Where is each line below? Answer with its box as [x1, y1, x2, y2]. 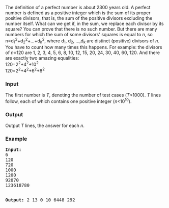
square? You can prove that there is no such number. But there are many [5, 26, 157, 32]
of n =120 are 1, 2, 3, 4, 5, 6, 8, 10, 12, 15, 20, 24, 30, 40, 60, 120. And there [5, 49, 160, 56]
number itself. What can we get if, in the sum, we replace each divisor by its [5, 20, 164, 27]
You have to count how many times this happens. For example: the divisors [5, 44, 162, 50]
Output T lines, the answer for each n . [5, 122, 85, 129]
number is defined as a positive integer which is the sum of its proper [5, 10, 151, 16]
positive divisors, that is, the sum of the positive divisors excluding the [5, 15, 153, 21]
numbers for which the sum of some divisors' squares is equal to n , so [5, 32, 153, 37]
